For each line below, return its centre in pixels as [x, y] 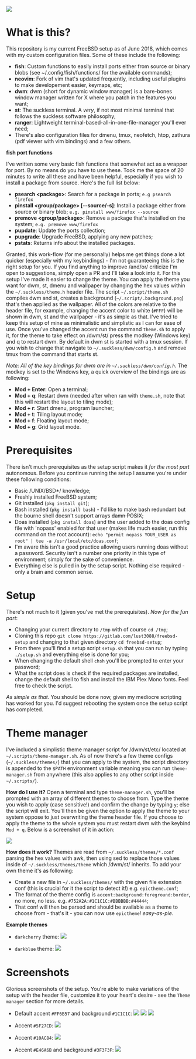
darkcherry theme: [37, 936]
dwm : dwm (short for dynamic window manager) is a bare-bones [93, 91]
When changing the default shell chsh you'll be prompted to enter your [99, 660]
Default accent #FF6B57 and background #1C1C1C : [73, 1013]
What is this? [39, 33]
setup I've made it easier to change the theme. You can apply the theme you [98, 279]
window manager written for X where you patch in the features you [95, 98]
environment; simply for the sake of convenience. [74, 559]
